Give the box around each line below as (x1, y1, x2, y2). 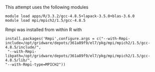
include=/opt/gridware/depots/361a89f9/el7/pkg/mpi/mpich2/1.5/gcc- (5, 40, 151, 45)
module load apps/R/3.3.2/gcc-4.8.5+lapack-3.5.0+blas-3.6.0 (5, 14, 135, 19)
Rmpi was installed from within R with (5, 27, 82, 33)
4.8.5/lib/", (5, 58, 32, 63)
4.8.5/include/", (5, 45, 41, 50)
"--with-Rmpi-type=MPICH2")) (5, 62, 66, 67)
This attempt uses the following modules (5, 4, 89, 10)
